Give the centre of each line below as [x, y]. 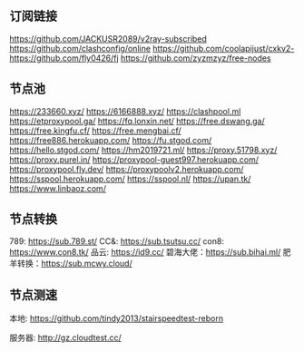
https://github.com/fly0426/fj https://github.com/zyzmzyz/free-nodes [140, 58]
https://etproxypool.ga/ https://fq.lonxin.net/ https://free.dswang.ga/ [137, 121]
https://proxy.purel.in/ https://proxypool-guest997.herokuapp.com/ [134, 159]
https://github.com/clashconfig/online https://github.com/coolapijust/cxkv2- [152, 48]
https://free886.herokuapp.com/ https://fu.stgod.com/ [111, 140]
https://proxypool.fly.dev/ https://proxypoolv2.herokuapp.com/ [127, 169]
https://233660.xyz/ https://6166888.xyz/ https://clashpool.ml [125, 111]
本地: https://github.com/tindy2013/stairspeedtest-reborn [117, 318]
